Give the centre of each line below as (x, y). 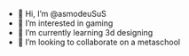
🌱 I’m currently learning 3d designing (85, 32)
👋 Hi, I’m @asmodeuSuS (62, 14)
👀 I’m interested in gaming (65, 23)
